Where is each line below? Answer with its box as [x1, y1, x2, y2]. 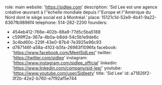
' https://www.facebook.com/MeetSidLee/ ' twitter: [12, 50, 112, 55]
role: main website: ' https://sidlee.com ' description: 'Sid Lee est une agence [5, 4, 158, 10]
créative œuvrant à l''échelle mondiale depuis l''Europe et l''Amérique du [5, 9, 151, 15]
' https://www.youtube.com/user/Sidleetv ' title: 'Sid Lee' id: [12, 70, 130, 76]
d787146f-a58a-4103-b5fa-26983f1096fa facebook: [12, 45, 117, 50]
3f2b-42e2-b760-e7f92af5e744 [12, 75, 77, 81]
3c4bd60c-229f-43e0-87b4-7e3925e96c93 [12, 39, 102, 45]
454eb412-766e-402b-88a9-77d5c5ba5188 [12, 29, 101, 34]
